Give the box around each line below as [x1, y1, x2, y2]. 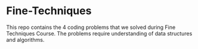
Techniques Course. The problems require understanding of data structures [6, 30, 193, 37]
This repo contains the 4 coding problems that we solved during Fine [6, 24, 176, 31]
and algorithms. [6, 36, 45, 43]
